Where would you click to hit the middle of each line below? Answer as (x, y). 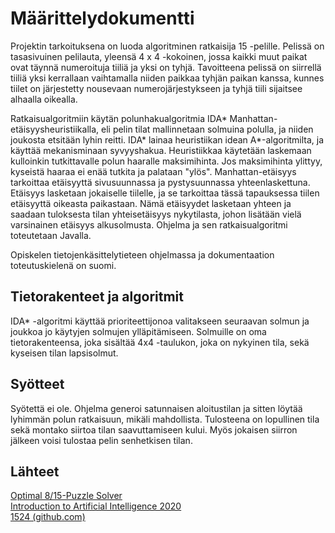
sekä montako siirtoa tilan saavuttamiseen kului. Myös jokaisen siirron (154, 429)
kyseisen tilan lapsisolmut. (64, 353)
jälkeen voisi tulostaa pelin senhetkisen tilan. (101, 440)
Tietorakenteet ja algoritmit (97, 297)
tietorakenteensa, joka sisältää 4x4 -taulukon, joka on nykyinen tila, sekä (160, 342)
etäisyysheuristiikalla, (55, 129)
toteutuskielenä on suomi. (63, 265)
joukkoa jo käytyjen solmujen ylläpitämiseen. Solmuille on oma (138, 331)
